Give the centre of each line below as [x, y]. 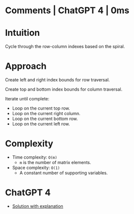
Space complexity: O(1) [36, 167]
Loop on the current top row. [41, 108]
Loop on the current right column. [46, 114]
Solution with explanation [38, 206]
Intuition [23, 33]
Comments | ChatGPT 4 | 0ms [67, 11]
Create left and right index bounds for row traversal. [57, 80]
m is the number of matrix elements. [55, 162]
